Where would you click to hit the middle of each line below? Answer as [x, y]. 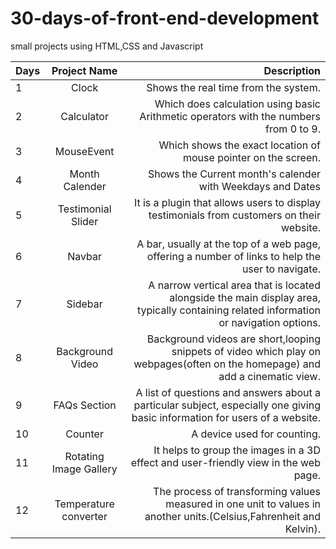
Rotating [84, 456]
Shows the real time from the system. [233, 87]
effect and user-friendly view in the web [225, 462]
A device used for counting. [256, 434]
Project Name [84, 70]
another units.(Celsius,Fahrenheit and [232, 516]
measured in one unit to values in [243, 504]
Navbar [85, 256]
